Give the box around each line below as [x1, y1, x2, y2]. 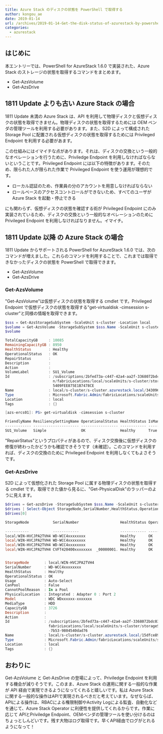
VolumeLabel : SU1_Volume [5, 369, 75, 375]
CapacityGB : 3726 [5, 606, 57, 611]
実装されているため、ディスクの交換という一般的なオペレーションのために [5, 211, 154, 217]
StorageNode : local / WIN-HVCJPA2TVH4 [5, 560, 95, 565]
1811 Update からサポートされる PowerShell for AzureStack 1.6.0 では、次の [5, 247, 156, 253]
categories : [5, 25, 29, 30]
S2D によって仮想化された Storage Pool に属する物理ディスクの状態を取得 [5, 480, 153, 486]
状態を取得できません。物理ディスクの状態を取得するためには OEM [13, 119, 147, 125]
